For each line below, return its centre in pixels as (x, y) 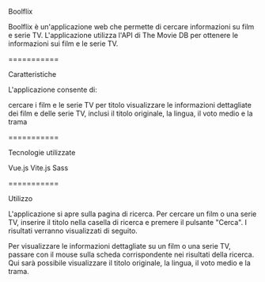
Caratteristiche (32, 74)
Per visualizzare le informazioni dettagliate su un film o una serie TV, (119, 246)
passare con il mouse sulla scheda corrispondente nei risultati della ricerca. (131, 254)
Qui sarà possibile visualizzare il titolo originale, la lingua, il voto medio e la (129, 263)
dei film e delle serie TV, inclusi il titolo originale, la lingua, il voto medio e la (131, 113)
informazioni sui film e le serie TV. (63, 44)
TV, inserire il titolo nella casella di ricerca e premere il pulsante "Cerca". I (128, 222)
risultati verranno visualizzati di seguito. (73, 231)
